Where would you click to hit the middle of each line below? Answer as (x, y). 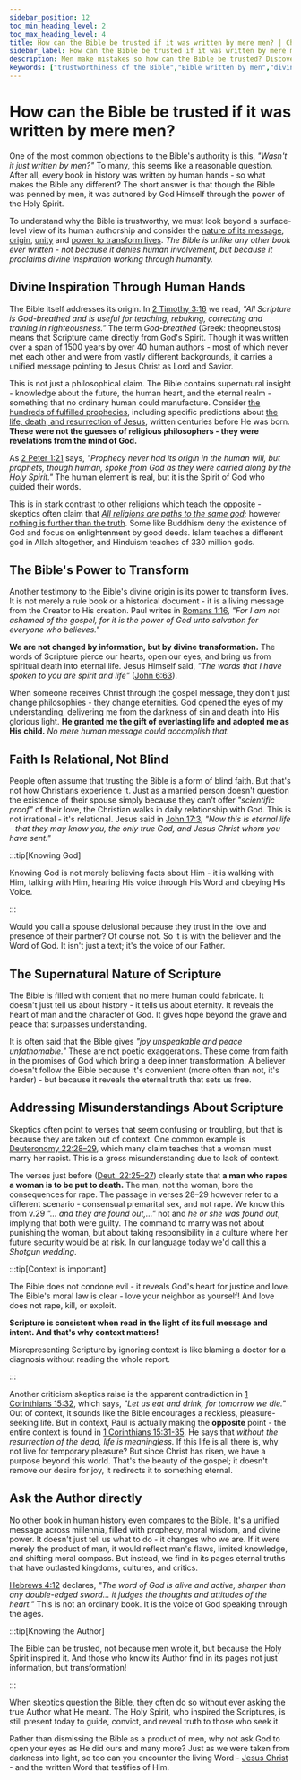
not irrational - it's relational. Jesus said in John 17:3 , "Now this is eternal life (150, 819)
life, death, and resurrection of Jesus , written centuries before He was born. (150, 421)
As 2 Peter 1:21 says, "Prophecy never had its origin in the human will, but (145, 457)
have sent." (30, 838)
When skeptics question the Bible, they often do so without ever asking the (147, 1702)
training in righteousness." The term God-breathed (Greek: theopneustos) (146, 327)
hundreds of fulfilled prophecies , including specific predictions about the (144, 412)
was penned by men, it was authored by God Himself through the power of (147, 194)
